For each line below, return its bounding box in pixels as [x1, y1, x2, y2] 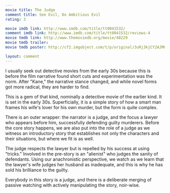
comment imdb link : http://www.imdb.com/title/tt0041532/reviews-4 [5, 31, 151, 36]
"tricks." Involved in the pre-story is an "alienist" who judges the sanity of [5, 151, 158, 157]
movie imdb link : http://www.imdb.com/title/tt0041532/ [5, 26, 125, 31]
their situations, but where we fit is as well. [5, 135, 94, 141]
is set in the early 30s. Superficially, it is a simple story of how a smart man [5, 99, 161, 105]
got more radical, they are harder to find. [5, 84, 90, 90]
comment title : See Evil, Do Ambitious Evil [5, 12, 101, 17]
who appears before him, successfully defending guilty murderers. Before [5, 119, 159, 125]
